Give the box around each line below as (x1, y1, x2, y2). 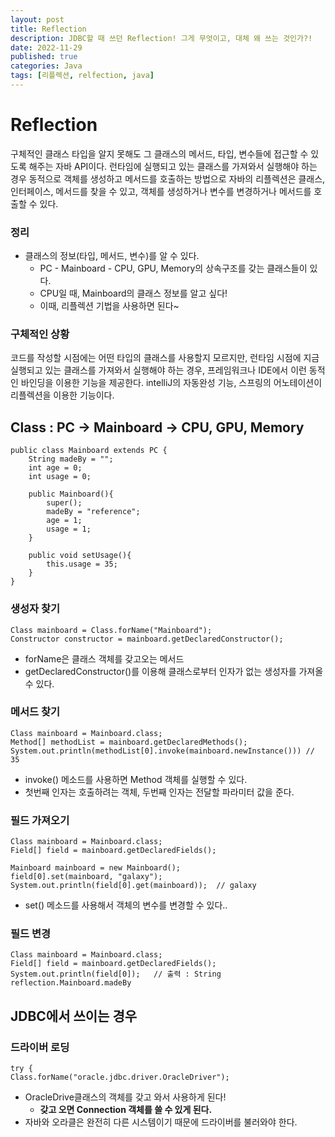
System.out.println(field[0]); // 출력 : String (10, 969, 222, 980)
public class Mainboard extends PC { (10, 446, 168, 456)
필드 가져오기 (10, 813, 70, 827)
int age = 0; (28, 463, 83, 473)
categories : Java (10, 61, 83, 71)
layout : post (10, 14, 65, 25)
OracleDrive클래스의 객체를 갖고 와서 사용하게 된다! (24, 1091, 227, 1103)
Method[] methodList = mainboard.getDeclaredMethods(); (10, 737, 248, 747)
